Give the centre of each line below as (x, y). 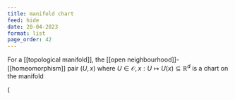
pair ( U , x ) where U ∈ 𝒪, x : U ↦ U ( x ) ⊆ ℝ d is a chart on (147, 67)
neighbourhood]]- (153, 59)
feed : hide (23, 20)
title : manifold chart (41, 14)
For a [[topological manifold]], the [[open (66, 59)
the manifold (25, 76)
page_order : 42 (30, 40)
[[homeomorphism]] (36, 68)
